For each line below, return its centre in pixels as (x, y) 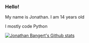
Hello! (12, 7)
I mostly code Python (26, 26)
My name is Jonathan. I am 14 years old (45, 17)
